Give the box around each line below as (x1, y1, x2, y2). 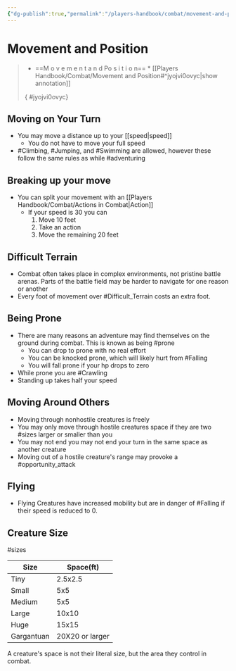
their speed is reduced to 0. (17, 506, 98, 515)
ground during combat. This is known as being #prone (17, 339, 176, 347)
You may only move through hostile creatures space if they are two (17, 422, 212, 431)
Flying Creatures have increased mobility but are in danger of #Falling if (17, 499, 225, 508)
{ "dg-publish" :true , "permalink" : (7, 10, 105, 18)
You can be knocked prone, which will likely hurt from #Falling (27, 353, 208, 362)
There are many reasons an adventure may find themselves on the (17, 331, 210, 339)
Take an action (38, 223, 81, 232)
